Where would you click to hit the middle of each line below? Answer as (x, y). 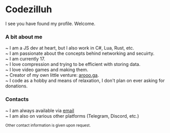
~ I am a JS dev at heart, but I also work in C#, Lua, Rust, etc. (70, 48)
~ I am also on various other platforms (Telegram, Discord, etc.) (72, 116)
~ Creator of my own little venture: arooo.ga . (52, 75)
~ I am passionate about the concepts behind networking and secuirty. (80, 53)
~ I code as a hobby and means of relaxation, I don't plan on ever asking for (85, 81)
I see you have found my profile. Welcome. (50, 24)
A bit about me (24, 37)
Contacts (17, 99)
